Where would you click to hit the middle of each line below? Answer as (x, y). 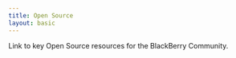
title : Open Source (41, 15)
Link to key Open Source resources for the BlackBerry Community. (118, 45)
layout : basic (32, 23)
